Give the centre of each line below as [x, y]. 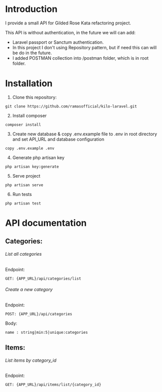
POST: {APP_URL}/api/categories [39, 314]
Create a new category [29, 290]
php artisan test [23, 203]
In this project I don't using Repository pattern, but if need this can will [84, 47]
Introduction [31, 9]
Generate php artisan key [38, 157]
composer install [23, 125]
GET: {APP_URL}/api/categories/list [43, 279]
